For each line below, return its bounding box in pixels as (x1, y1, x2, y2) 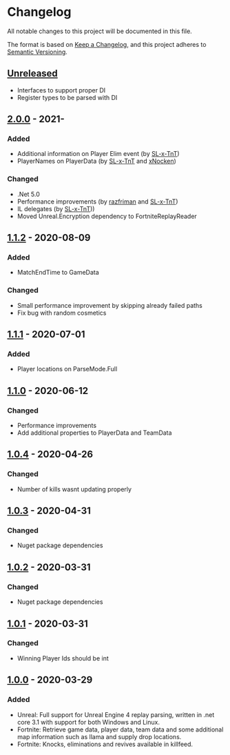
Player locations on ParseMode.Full (17, 365, 118, 373)
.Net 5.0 (17, 190, 40, 198)
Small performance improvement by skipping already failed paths (17, 301, 203, 309)
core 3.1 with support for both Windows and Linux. (17, 718, 160, 726)
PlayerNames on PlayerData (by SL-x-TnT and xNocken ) (17, 157, 177, 166)
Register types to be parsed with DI (17, 93, 118, 101)
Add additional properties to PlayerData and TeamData (17, 429, 172, 437)
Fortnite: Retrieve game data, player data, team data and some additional (17, 725, 224, 734)
